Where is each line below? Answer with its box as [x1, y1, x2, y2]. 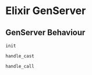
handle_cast [5, 53, 34, 59]
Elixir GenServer [5, 4, 86, 18]
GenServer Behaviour [5, 28, 86, 37]
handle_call [5, 63, 34, 69]
